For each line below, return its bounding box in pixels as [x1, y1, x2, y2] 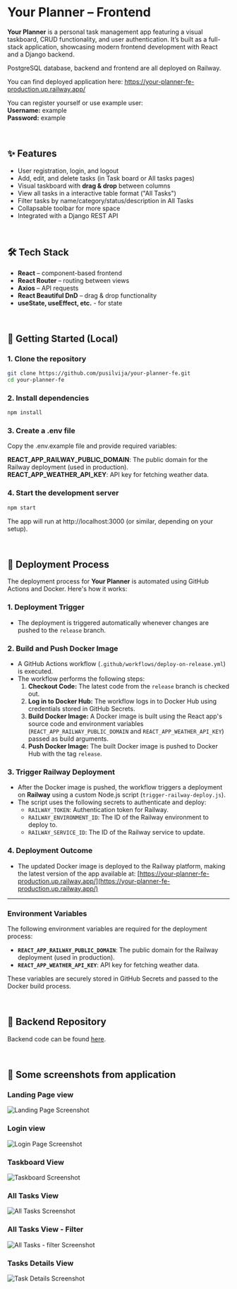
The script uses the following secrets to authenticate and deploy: [17, 798, 207, 806]
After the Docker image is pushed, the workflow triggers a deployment [17, 783, 223, 792]
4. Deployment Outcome [7, 846, 93, 856]
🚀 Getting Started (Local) [7, 332, 119, 344]
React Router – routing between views [17, 276, 130, 284]
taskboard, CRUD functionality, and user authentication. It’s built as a [7, 35, 207, 43]
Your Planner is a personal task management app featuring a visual [7, 28, 203, 36]
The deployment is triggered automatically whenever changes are [17, 618, 209, 627]
